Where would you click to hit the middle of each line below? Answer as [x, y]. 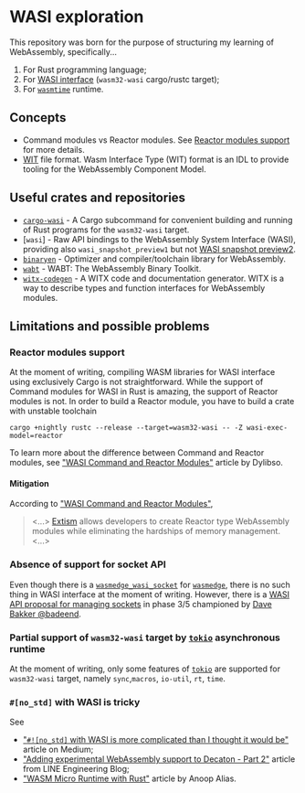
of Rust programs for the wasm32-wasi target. [106, 230]
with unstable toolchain [53, 411]
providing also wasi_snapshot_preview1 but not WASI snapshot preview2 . [159, 249]
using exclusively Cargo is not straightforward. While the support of [137, 382]
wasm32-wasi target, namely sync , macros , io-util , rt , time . [118, 679]
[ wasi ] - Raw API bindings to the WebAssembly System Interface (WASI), [159, 239]
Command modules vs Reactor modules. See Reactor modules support [156, 140]
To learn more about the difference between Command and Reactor [137, 453]
